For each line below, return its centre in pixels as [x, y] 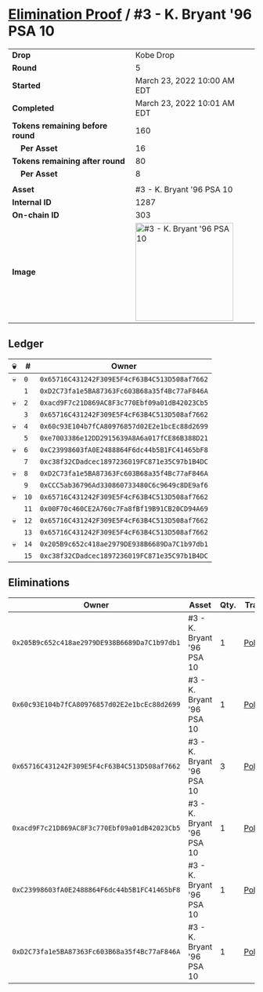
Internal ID [32, 202]
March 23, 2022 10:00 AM [185, 80]
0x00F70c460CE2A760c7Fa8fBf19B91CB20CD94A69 [124, 509]
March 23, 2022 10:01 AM [185, 103]
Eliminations [39, 583]
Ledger [26, 344]
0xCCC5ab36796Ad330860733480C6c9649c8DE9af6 [124, 485]
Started [26, 86]
